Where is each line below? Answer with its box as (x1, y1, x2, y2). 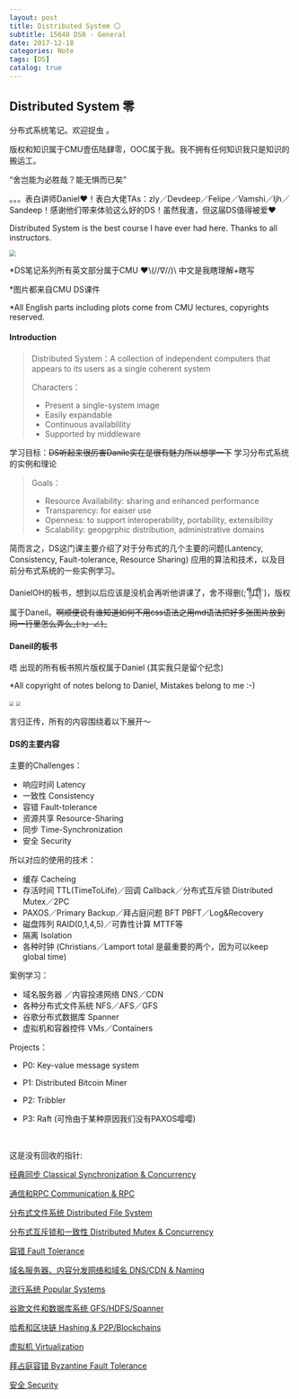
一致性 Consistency (22, 790, 95, 801)
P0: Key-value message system (22, 1060, 139, 1071)
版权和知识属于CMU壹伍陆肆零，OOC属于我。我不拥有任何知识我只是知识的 (9, 143, 290, 154)
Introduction (9, 332, 57, 343)
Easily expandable (44, 410, 112, 420)
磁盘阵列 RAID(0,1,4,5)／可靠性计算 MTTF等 (22, 919, 184, 930)
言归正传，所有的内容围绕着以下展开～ (9, 717, 151, 727)
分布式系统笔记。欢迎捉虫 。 (9, 124, 114, 135)
